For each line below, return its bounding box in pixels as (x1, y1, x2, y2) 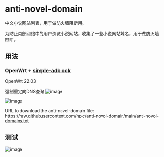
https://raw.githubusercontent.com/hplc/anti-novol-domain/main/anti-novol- (5, 113, 159, 118)
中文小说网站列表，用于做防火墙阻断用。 (5, 20, 86, 26)
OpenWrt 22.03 (5, 78, 36, 84)
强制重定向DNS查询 (5, 88, 44, 94)
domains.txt (5, 118, 29, 124)
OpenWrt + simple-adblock (5, 67, 71, 74)
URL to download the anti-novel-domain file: (5, 107, 94, 113)
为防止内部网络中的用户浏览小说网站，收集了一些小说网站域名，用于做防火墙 (5, 30, 159, 36)
